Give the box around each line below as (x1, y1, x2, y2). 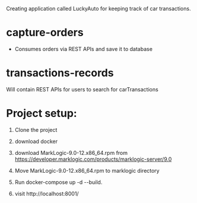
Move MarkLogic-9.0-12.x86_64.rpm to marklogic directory (14, 167, 160, 174)
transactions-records (6, 66, 114, 80)
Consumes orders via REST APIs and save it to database (14, 45, 153, 52)
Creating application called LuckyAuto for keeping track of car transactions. (6, 5, 191, 12)
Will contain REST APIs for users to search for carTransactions (6, 85, 158, 93)
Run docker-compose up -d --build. (14, 178, 103, 186)
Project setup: (6, 107, 77, 120)
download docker (14, 138, 58, 145)
